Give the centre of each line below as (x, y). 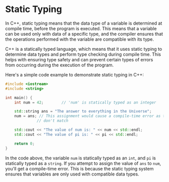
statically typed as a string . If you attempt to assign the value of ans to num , (83, 163)
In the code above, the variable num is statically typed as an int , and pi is (80, 158)
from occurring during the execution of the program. (60, 65)
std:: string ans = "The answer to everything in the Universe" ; (83, 112)
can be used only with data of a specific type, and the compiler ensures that (84, 34)
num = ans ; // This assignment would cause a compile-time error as (88, 116)
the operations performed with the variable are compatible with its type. (80, 39)
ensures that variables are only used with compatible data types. (72, 174)
